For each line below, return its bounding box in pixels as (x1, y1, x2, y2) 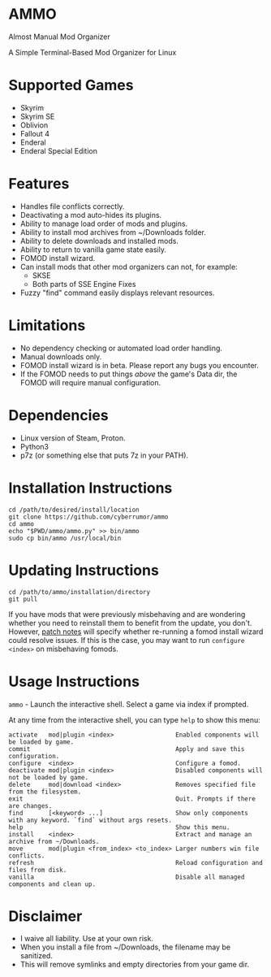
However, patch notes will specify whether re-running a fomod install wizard (8, 627, 264, 636)
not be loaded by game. (8, 773, 89, 781)
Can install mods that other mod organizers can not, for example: (19, 262, 238, 271)
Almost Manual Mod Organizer (8, 32, 111, 41)
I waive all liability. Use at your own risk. (19, 934, 154, 944)
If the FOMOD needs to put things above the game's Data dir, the (19, 369, 238, 379)
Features (8, 175, 70, 193)
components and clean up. (8, 879, 96, 888)
